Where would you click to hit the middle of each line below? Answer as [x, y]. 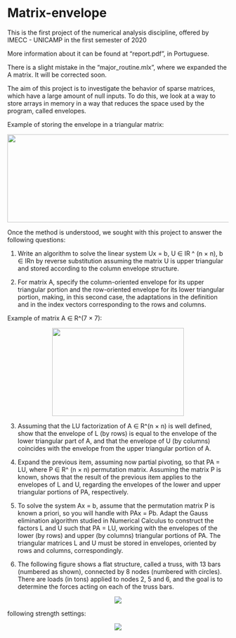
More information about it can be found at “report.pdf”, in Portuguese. [108, 54]
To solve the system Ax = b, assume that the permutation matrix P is [116, 506]
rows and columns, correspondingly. [70, 550]
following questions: [37, 239]
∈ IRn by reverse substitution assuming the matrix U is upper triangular [120, 261]
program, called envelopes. [47, 111]
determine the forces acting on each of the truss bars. [96, 587]
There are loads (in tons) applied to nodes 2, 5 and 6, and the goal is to [120, 579]
